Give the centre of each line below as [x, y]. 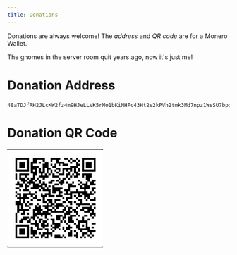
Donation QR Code [62, 133]
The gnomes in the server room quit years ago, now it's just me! [100, 57]
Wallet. [17, 43]
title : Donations [33, 15]
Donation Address [61, 85]
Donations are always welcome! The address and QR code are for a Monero [117, 36]
